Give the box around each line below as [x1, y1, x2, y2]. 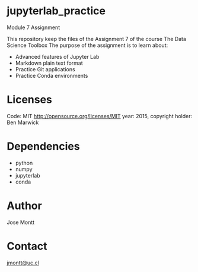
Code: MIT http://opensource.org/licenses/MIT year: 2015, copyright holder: [7, 112, 193, 119]
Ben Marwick [7, 119, 39, 126]
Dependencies [7, 140, 80, 153]
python [15, 159, 33, 166]
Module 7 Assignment [7, 24, 60, 31]
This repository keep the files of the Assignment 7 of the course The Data [7, 35, 186, 42]
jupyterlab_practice [7, 4, 106, 18]
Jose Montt [7, 219, 35, 226]
